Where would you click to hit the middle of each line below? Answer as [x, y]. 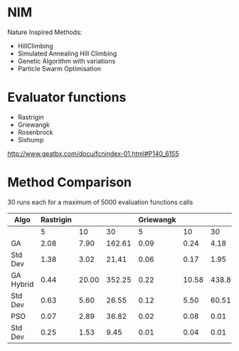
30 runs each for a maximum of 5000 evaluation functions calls [100, 202]
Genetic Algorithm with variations [67, 61]
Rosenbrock [35, 132]
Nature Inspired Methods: [45, 32]
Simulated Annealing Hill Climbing [67, 53]
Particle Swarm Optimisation [59, 68]
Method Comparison [69, 183]
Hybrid [22, 284]
